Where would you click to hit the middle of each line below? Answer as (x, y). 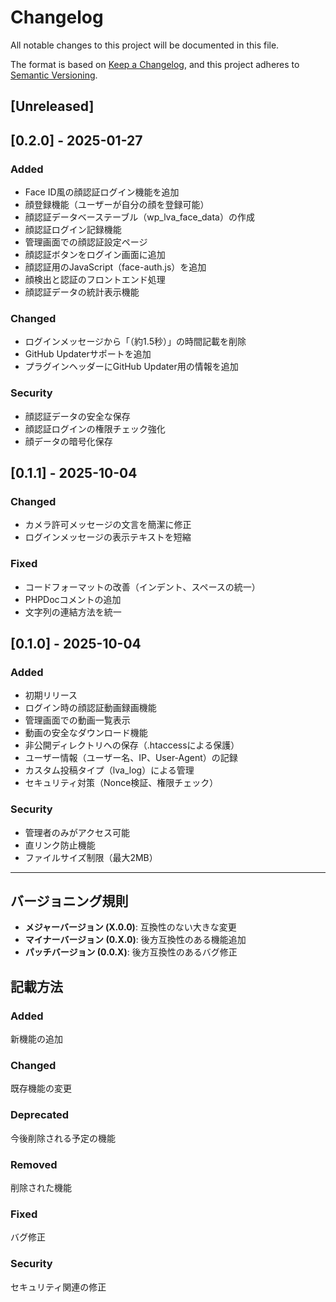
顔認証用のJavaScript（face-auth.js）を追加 (115, 267)
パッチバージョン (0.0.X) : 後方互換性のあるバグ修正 (131, 952)
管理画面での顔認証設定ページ (86, 242)
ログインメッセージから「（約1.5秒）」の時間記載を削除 (135, 342)
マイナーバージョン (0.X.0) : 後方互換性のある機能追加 (135, 940)
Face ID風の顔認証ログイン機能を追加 (102, 192)
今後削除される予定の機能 (63, 1138)
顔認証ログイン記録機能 (73, 230)
